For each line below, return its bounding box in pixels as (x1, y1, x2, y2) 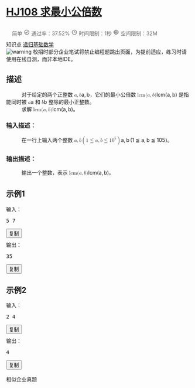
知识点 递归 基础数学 (6, 40, 54, 47)
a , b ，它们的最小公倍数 (81, 91, 136, 98)
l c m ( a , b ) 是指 (156, 91, 189, 98)
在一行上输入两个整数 (21, 136, 73, 144)
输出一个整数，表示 (21, 169, 68, 176)
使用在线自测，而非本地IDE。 (6, 55, 76, 62)
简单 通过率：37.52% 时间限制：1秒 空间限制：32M (12, 30, 158, 37)
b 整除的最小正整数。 (43, 98, 95, 105)
